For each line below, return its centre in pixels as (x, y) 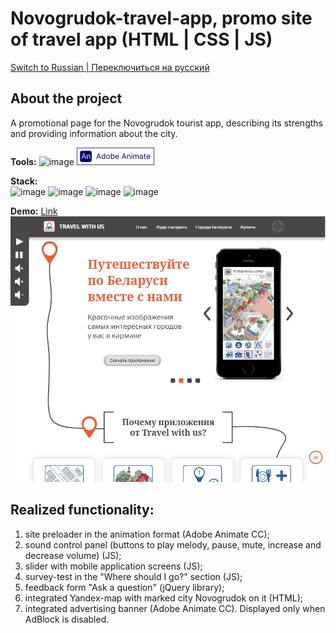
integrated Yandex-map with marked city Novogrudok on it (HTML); (164, 598)
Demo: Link (34, 211)
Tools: (23, 161)
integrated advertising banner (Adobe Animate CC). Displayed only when (175, 608)
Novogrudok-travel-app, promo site (161, 18)
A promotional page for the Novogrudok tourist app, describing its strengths (166, 123)
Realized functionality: (82, 510)
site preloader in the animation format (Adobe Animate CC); (147, 534)
